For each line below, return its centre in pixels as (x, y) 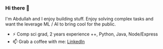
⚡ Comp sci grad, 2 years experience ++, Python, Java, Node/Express (85, 34)
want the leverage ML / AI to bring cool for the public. (61, 24)
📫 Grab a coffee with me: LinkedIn (49, 41)
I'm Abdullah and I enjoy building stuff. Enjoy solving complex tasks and (79, 19)
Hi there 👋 (18, 8)
